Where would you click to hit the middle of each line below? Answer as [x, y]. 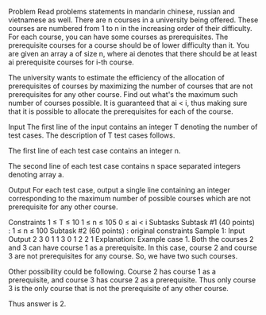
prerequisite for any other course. [63, 207]
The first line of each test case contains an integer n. [94, 151]
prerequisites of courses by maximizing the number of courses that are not [131, 86]
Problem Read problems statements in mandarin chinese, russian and [122, 12]
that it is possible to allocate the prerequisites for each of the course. [121, 111]
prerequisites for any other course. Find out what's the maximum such [123, 94]
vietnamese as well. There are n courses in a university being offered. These [133, 20]
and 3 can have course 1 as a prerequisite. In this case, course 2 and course [133, 247]
